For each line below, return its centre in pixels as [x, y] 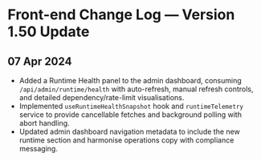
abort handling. [44, 123]
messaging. [38, 149]
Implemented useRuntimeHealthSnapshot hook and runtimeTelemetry [131, 106]
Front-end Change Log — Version [121, 15]
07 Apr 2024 [40, 61]
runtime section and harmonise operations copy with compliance [126, 140]
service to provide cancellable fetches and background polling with [130, 115]
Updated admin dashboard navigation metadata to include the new [129, 131]
